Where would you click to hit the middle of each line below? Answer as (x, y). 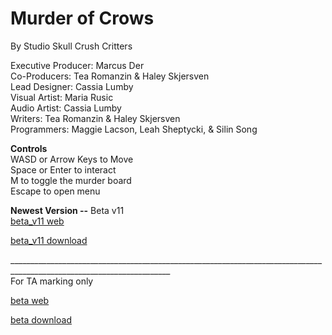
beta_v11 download (49, 240)
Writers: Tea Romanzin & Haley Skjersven (95, 118)
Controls (29, 148)
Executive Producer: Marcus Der (77, 65)
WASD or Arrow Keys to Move (72, 159)
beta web (30, 300)
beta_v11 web (37, 221)
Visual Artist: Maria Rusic (62, 97)
